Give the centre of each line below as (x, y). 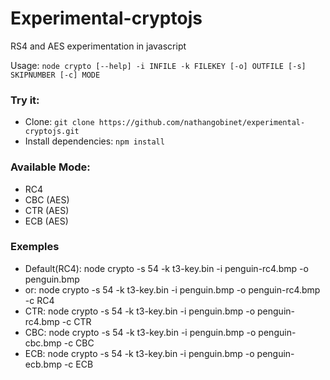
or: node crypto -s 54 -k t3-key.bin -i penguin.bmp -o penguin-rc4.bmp (172, 289)
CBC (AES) (47, 199)
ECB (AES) (46, 221)
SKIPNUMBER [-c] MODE (55, 75)
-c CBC (79, 343)
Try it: (25, 100)
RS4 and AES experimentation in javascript (98, 46)
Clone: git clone (59, 122)
